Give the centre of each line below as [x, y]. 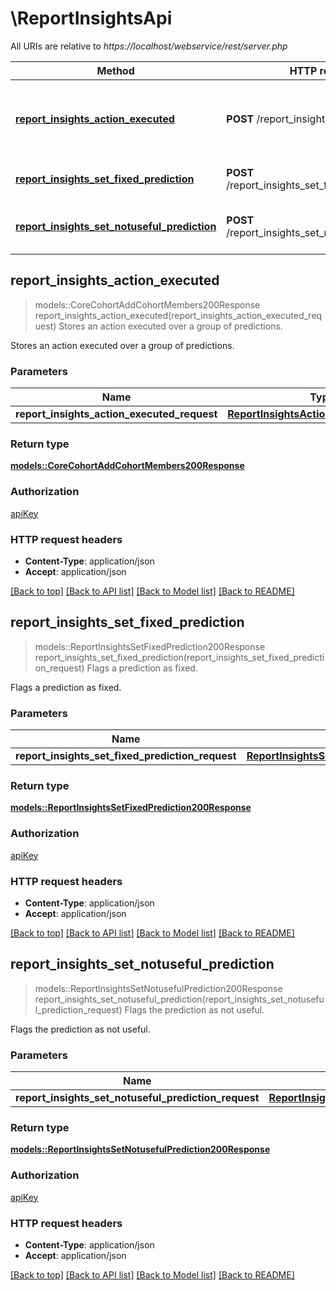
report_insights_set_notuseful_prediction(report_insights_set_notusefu [179, 999]
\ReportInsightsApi [91, 18]
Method [115, 70]
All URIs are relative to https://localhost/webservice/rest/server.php [149, 46]
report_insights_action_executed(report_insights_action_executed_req [178, 315]
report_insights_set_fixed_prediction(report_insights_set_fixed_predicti [179, 657]
